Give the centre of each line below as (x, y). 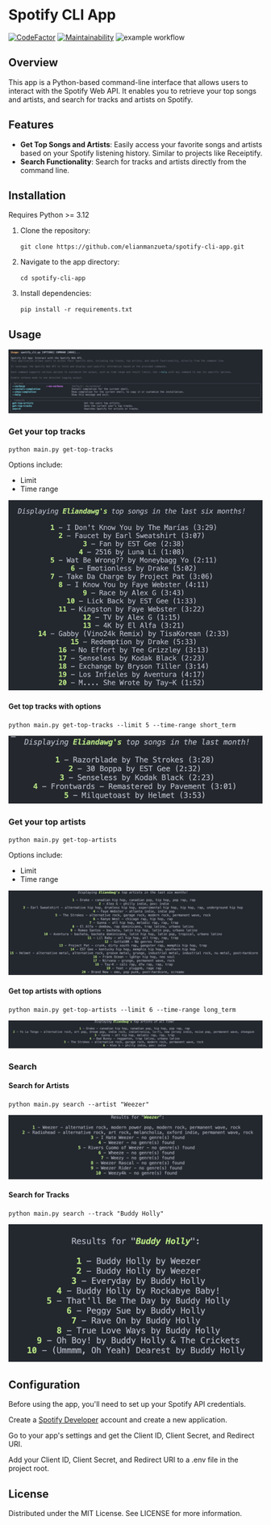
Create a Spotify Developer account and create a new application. (118, 1420)
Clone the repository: (55, 231)
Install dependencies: (56, 294)
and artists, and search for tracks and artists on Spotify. (101, 100)
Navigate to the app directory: (70, 262)
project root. (29, 1468)
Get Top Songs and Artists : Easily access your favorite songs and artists (141, 144)
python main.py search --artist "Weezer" (79, 1104)
